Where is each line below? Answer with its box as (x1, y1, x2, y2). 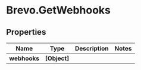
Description (74, 45, 109, 52)
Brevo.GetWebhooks (6, 4, 111, 17)
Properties (6, 27, 46, 37)
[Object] (45, 54, 70, 62)
